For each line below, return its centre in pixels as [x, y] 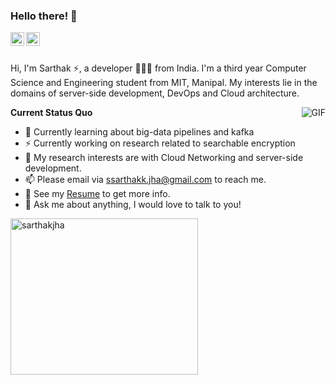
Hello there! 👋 [44, 16]
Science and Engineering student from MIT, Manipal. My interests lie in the [164, 83]
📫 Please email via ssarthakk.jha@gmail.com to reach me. [145, 180]
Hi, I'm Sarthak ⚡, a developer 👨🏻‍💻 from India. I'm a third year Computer [158, 68]
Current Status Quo [51, 113]
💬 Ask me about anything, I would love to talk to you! [133, 205]
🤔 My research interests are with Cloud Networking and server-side [164, 158]
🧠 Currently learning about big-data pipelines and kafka [139, 132]
